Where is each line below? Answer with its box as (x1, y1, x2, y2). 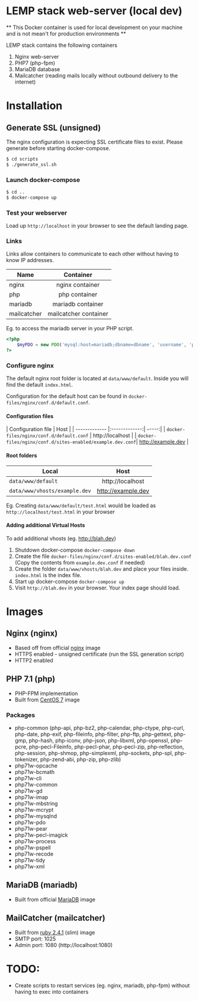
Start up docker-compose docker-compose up (14, 578, 124, 585)
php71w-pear (14, 825, 47, 832)
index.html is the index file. (14, 571, 82, 579)
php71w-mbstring (14, 799, 58, 807)
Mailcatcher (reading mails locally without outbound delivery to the (14, 72, 178, 79)
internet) (14, 78, 36, 85)
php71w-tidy (14, 856, 46, 863)
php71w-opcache (14, 762, 58, 769)
